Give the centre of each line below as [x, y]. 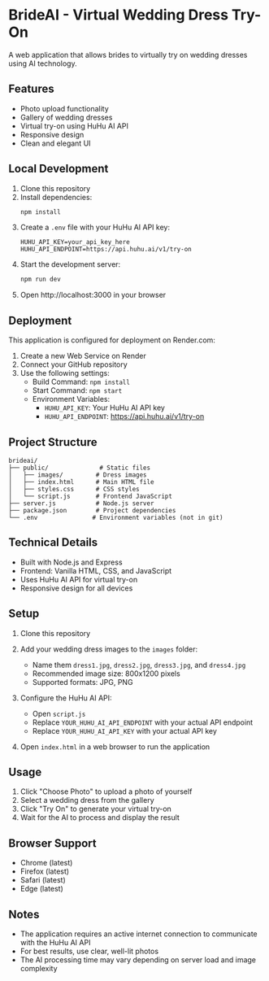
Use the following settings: [65, 373]
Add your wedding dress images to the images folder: [109, 649]
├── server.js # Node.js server [81, 503]
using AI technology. [43, 63]
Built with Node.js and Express [72, 562]
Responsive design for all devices [76, 588]
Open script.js [59, 713]
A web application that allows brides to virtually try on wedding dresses [128, 54]
